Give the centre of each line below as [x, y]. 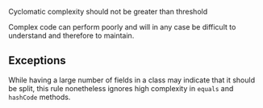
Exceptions [37, 60]
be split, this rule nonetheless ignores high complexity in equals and [121, 88]
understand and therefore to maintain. [71, 36]
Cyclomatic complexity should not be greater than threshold [108, 12]
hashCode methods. [40, 97]
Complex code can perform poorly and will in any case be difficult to [122, 27]
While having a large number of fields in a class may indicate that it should [132, 80]
